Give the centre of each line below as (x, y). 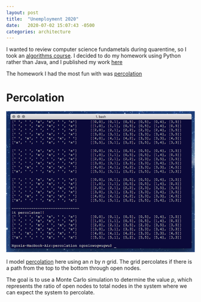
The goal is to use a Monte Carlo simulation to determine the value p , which (99, 279)
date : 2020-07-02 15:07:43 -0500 (51, 25)
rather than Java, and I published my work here (64, 62)
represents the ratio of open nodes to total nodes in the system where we (97, 286)
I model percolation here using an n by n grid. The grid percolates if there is (99, 261)
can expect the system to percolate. (51, 292)
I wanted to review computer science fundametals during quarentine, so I (96, 49)
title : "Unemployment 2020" (42, 19)
